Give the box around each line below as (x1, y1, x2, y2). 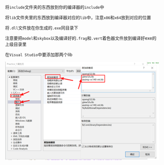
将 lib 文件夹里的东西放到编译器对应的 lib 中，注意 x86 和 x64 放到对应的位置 (5, 15, 151, 20)
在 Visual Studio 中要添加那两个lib (5, 52, 73, 57)
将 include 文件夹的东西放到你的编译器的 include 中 (5, 4, 104, 10)
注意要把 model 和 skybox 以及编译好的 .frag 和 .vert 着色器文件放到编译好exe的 (5, 36, 157, 41)
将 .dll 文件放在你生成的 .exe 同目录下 (5, 25, 79, 31)
